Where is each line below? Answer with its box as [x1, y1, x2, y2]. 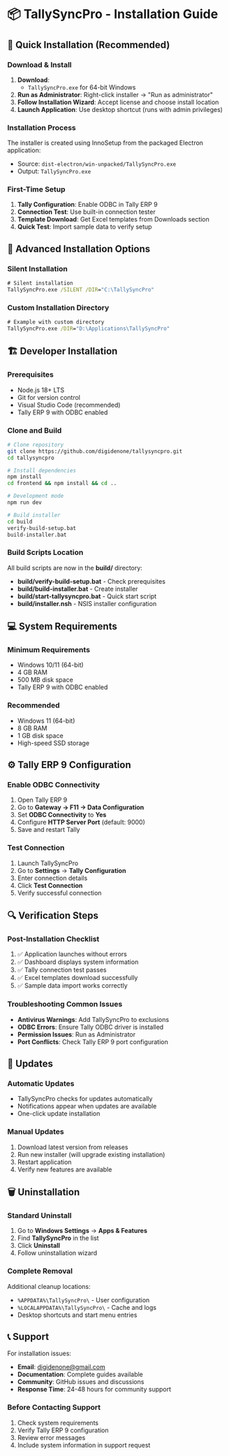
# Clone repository [7, 441, 64, 448]
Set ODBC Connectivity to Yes [17, 811, 107, 819]
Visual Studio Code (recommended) [17, 401, 121, 409]
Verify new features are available [17, 1165, 112, 1174]
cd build [7, 518, 33, 525]
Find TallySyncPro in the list [17, 1234, 99, 1242]
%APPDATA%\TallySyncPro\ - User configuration [17, 1295, 150, 1304]
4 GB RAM [17, 668, 47, 677]
